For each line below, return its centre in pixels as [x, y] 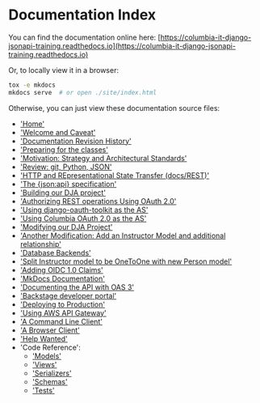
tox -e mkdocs [32, 85]
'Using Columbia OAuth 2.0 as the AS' [83, 218]
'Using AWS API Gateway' [63, 312]
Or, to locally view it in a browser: [64, 70]
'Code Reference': [50, 347]
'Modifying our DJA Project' [66, 227]
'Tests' [43, 390]
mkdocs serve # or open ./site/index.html [83, 92]
